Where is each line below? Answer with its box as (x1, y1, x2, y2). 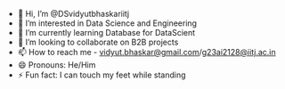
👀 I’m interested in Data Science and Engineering (17, 18, 198, 28)
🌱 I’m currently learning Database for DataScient (17, 28, 196, 37)
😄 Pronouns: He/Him (17, 60, 96, 70)
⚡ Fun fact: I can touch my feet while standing (17, 69, 186, 80)
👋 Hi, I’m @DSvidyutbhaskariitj (17, 9, 130, 19)
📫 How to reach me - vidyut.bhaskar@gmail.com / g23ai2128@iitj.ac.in (17, 47, 276, 57)
